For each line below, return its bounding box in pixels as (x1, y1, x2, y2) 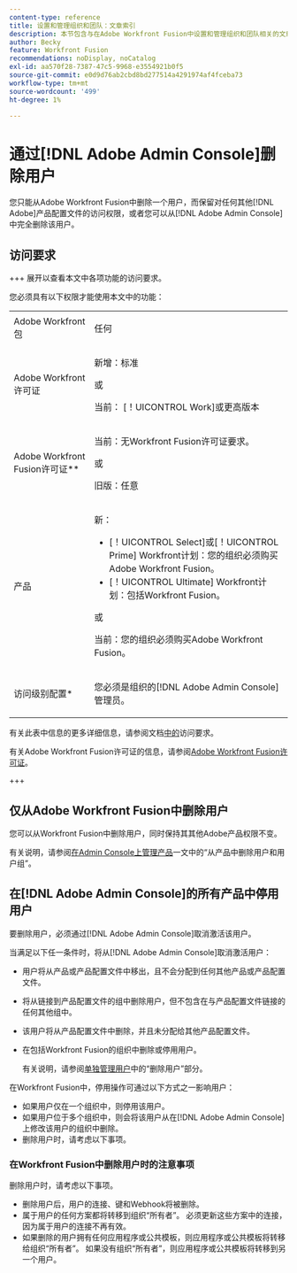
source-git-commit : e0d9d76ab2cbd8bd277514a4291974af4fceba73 (9, 71, 243, 80)
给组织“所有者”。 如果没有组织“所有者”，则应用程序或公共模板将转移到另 (21, 1243, 286, 1254)
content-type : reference (9, 12, 101, 22)
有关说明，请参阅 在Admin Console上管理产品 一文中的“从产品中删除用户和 (9, 846, 278, 857)
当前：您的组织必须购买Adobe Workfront (94, 634, 263, 646)
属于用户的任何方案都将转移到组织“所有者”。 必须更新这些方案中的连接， (21, 1210, 287, 1221)
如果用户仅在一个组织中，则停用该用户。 (21, 1100, 170, 1111)
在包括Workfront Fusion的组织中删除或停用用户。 (21, 1044, 202, 1054)
